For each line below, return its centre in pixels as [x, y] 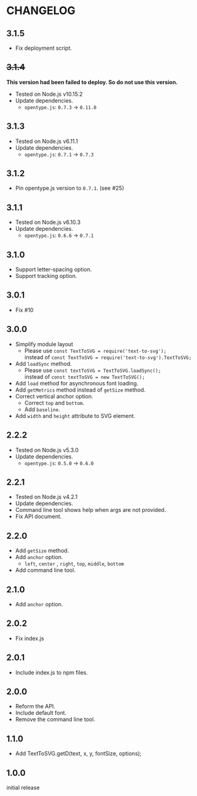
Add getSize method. [42, 551]
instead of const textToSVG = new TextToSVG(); [85, 377]
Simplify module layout [44, 344]
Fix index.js [29, 638]
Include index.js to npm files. [52, 672]
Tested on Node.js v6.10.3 [48, 222]
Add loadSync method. [44, 363]
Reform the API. [35, 706]
